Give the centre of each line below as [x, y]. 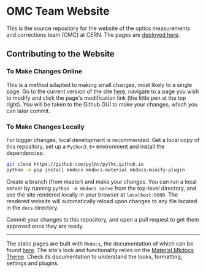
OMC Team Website [58, 11]
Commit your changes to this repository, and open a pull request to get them [103, 219]
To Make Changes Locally [45, 127]
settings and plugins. [33, 263]
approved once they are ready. [45, 226]
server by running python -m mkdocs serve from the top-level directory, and [101, 188]
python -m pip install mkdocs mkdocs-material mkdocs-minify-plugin [96, 170]
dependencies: [25, 153]
